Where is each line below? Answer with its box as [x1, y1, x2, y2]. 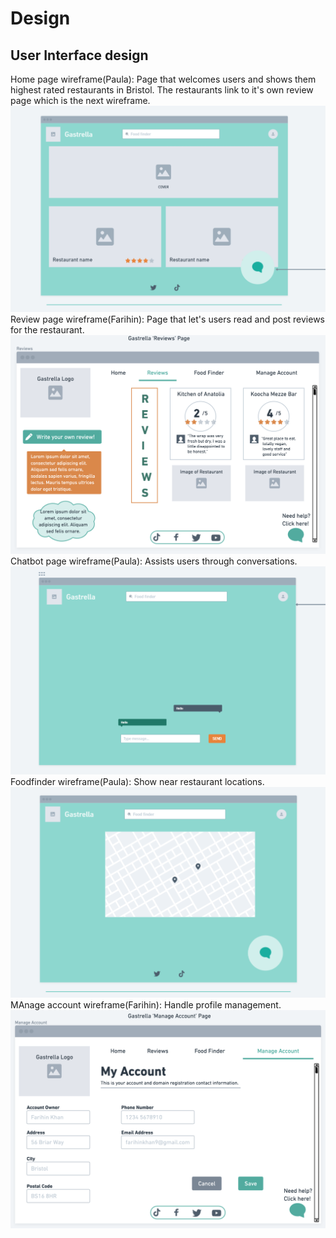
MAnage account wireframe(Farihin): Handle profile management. [10, 998, 282, 1011]
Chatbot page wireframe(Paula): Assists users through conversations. [10, 555, 298, 567]
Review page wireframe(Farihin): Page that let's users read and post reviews [10, 313, 325, 326]
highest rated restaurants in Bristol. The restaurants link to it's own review [10, 84, 314, 96]
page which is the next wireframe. [10, 95, 151, 106]
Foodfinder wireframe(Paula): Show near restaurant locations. [10, 775, 265, 787]
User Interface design [10, 47, 149, 64]
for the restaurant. [10, 324, 85, 336]
